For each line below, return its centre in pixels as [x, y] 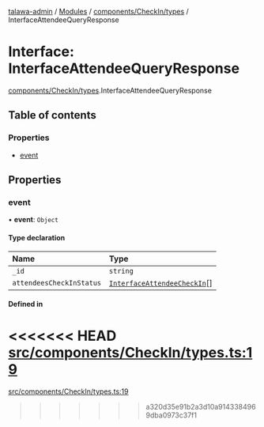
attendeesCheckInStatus [57, 283]
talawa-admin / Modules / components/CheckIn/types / [99, 11]
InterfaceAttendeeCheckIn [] [161, 282]
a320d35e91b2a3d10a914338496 [201, 407]
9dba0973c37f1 [172, 415]
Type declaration [37, 237]
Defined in [26, 304]
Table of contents [52, 115]
